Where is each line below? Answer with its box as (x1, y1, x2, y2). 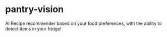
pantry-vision (5, 4, 64, 15)
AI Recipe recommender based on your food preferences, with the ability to (5, 20, 162, 26)
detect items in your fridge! (5, 25, 62, 31)
